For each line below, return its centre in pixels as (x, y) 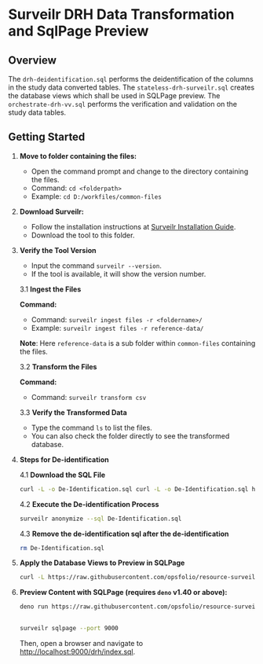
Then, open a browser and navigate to (81, 643)
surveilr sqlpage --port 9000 (69, 629)
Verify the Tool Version (58, 250)
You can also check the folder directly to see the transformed (130, 436)
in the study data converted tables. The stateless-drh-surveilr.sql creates (131, 87)
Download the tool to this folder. (83, 235)
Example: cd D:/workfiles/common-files (97, 196)
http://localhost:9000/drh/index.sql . (77, 651)
